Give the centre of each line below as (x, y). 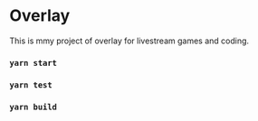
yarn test (31, 85)
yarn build (33, 107)
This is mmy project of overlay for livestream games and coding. (129, 41)
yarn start (33, 63)
